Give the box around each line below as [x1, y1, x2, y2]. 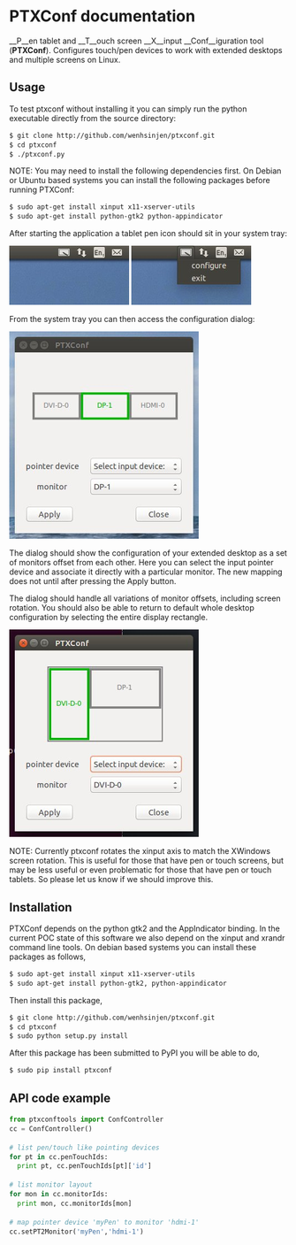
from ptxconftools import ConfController [9, 1115, 164, 1124]
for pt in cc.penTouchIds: [9, 1152, 109, 1161]
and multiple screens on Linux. [9, 54, 121, 65]
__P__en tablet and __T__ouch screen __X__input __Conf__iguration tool [9, 35, 264, 46]
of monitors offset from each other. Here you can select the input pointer [9, 557, 274, 568]
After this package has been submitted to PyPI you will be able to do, [9, 1048, 261, 1058]
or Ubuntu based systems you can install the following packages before [9, 175, 271, 186]
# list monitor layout [9, 1180, 93, 1189]
